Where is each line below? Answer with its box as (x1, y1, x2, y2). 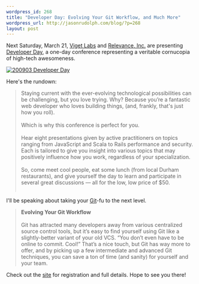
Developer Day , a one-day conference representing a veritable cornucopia (6, 49, 190, 56)
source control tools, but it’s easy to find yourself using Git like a (20, 228, 180, 235)
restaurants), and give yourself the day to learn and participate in (20, 172, 182, 180)
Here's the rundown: (6, 78, 57, 85)
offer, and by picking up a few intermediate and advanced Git (20, 247, 173, 254)
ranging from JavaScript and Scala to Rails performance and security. (20, 140, 194, 148)
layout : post (6, 25, 39, 32)
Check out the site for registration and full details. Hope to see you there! (6, 271, 186, 279)
